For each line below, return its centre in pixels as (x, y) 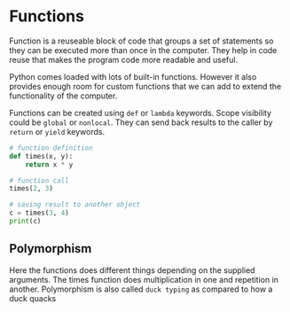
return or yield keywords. (57, 131)
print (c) (25, 222)
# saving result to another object (75, 205)
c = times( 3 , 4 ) (39, 213)
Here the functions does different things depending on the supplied (132, 270)
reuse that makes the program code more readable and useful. (123, 59)
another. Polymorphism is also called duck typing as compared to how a (141, 289)
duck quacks (33, 298)
